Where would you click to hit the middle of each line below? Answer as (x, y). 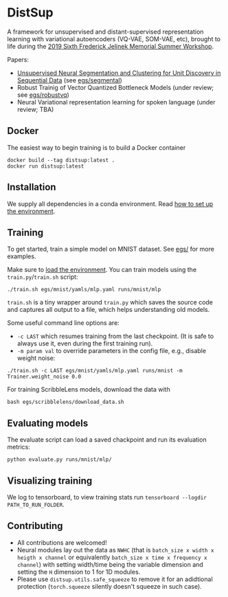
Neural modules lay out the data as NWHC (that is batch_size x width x (115, 550)
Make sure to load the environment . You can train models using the (102, 270)
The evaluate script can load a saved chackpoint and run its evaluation (107, 440)
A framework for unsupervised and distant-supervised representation (105, 32)
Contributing (35, 526)
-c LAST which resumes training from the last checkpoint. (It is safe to (115, 336)
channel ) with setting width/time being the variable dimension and (110, 564)
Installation (32, 187)
